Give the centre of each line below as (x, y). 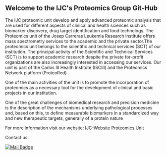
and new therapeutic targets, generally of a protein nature (64, 118)
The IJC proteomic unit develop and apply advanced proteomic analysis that (83, 20)
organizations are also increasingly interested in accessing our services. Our (83, 62)
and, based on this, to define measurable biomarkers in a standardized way (82, 113)
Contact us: (17, 137)
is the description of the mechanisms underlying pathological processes (79, 107)
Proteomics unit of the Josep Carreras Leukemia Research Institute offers (80, 36)
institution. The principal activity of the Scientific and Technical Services (79, 52)
